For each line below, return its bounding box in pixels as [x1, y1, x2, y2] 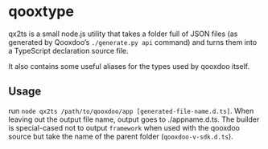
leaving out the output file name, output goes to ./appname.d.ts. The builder [8, 115, 260, 124]
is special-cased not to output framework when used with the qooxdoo [8, 123, 240, 132]
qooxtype [8, 2, 75, 21]
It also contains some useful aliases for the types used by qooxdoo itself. [8, 61, 250, 70]
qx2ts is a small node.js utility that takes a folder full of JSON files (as [8, 29, 238, 38]
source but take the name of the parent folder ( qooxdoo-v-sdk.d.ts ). [8, 131, 233, 141]
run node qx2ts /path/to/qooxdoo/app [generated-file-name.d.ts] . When [8, 106, 254, 115]
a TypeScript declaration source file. [8, 46, 129, 55]
